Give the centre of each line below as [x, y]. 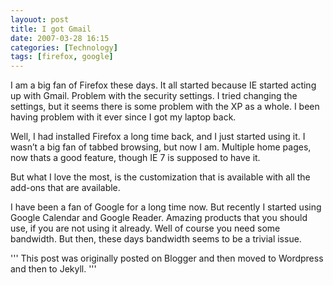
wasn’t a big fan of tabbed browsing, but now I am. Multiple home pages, [161, 147]
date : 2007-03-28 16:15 [60, 38]
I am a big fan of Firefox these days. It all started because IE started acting [163, 85]
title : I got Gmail [51, 29]
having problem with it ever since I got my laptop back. [123, 117]
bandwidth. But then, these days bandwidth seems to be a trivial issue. [156, 239]
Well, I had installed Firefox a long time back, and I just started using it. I [158, 137]
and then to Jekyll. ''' [53, 269]
